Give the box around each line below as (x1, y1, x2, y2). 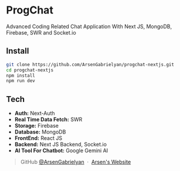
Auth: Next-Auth (14, 110, 55, 117)
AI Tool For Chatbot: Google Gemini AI (14, 147, 108, 154)
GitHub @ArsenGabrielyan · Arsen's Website (20, 159, 131, 166)
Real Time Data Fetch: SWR (14, 116, 83, 123)
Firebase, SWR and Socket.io (6, 29, 76, 36)
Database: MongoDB (14, 128, 66, 135)
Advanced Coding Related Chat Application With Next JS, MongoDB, (6, 23, 172, 30)
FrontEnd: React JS (14, 135, 63, 142)
